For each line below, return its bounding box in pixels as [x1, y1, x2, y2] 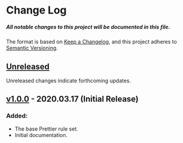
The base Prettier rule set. [14, 125, 79, 132]
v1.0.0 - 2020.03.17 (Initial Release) [6, 94, 139, 104]
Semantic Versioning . [6, 45, 58, 52]
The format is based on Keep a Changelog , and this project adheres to [6, 38, 177, 45]
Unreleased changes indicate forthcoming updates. [6, 77, 131, 84]
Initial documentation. [14, 131, 68, 138]
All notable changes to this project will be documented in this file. [6, 23, 171, 30]
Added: [6, 112, 28, 120]
